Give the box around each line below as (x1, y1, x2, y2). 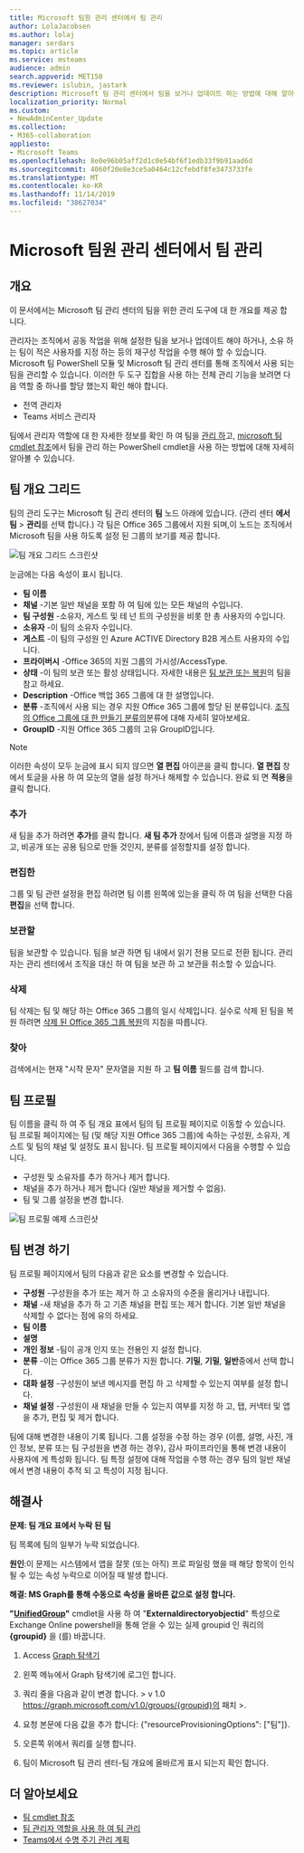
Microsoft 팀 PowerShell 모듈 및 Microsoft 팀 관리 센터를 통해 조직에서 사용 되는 (9, 357, 295, 368)
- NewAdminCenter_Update (9, 114, 103, 123)
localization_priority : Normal (9, 97, 128, 107)
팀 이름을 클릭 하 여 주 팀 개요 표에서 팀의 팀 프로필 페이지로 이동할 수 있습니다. (9, 1118, 287, 1129)
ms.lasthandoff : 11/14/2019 (9, 190, 116, 199)
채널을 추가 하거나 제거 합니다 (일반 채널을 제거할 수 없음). (22, 1183, 226, 1193)
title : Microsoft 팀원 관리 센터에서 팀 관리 (9, 13, 163, 23)
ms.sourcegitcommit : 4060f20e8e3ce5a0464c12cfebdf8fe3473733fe (9, 165, 253, 174)
